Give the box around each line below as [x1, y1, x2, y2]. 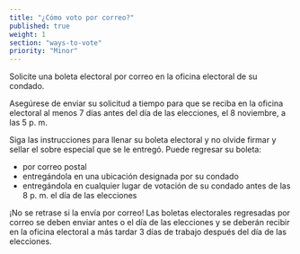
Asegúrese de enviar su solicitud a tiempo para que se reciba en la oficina [9, 98, 284, 109]
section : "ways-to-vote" [9, 38, 102, 48]
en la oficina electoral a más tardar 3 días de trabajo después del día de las [9, 226, 287, 238]
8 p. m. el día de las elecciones [22, 190, 137, 201]
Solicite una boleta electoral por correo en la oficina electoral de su [9, 71, 258, 82]
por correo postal [22, 162, 87, 172]
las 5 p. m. [9, 118, 48, 128]
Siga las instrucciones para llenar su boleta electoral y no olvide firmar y [9, 135, 277, 145]
